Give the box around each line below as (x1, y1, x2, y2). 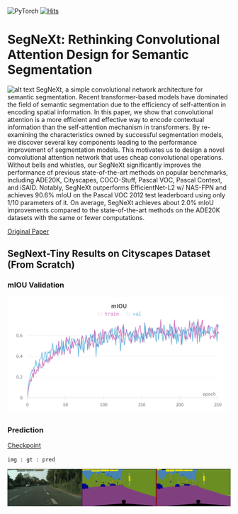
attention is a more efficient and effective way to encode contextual (7, 115, 205, 124)
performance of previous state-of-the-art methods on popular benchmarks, (7, 168, 228, 177)
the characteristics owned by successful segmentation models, (38, 130, 224, 138)
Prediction (7, 425, 44, 434)
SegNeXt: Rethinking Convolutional (7, 32, 220, 48)
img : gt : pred (7, 456, 55, 464)
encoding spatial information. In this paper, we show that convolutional (7, 107, 214, 116)
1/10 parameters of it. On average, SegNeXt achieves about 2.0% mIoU (7, 198, 214, 207)
